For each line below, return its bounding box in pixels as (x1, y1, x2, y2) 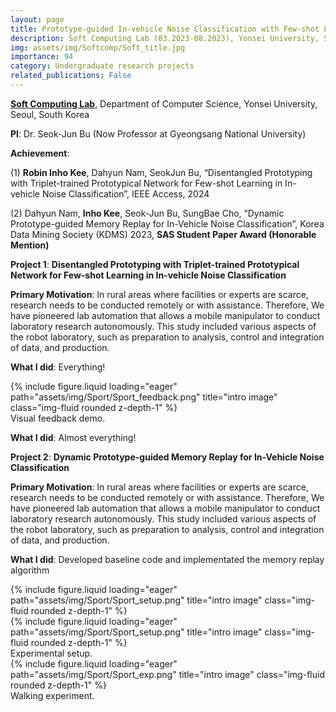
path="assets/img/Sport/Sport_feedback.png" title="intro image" (10, 391, 278, 403)
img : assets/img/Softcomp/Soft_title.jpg (10, 42, 186, 53)
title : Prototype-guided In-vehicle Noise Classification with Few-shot (10, 24, 320, 34)
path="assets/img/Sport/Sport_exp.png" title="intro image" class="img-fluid (10, 668, 325, 680)
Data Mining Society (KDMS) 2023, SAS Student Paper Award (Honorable (10, 228, 317, 240)
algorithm (10, 564, 50, 576)
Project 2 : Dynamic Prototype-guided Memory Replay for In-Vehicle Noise (10, 451, 325, 463)
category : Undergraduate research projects (10, 61, 195, 71)
